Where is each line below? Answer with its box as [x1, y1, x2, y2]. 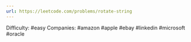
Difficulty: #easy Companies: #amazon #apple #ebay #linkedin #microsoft [6, 24, 186, 31]
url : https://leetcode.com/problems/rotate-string [6, 8, 132, 14]
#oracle [6, 30, 25, 37]
